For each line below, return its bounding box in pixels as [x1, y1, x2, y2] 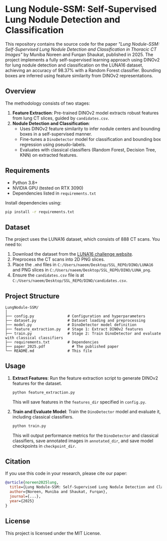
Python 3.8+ [12, 180, 38, 186]
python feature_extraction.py [12, 390, 76, 395]
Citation [5, 458, 31, 466]
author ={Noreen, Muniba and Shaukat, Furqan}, [9, 489, 108, 494]
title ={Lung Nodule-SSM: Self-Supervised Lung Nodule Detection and [9, 485, 155, 490]
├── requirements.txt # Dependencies [5, 340, 99, 345]
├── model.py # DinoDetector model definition [5, 323, 137, 328]
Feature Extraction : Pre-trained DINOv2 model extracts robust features [12, 110, 159, 116]
